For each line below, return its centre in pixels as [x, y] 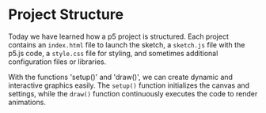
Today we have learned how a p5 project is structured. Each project [119, 36]
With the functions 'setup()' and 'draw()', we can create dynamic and [121, 77]
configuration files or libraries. [57, 62]
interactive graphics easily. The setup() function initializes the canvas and [129, 85]
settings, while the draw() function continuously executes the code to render [133, 93]
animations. [27, 102]
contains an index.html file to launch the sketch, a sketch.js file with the [127, 44]
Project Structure [66, 15]
